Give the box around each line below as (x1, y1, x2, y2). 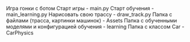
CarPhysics (6, 29, 34, 36)
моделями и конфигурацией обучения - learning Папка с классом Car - (6, 23, 185, 30)
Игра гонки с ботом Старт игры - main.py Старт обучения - (6, 5, 154, 12)
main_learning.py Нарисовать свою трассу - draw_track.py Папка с (6, 11, 172, 18)
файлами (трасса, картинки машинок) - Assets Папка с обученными (6, 17, 177, 24)
